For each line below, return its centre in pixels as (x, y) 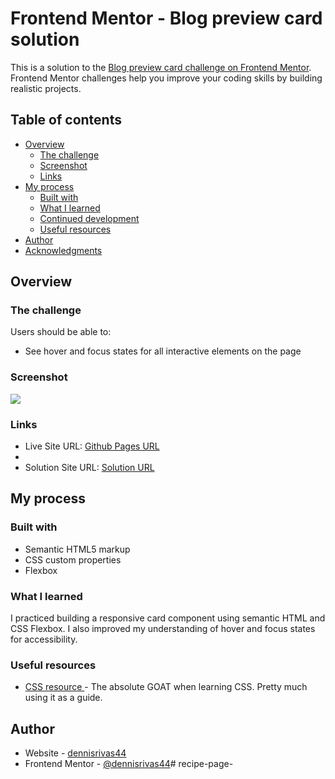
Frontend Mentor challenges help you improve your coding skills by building (166, 78)
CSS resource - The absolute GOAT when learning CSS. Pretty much (166, 687)
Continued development (89, 218)
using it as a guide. (63, 698)
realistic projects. (46, 88)
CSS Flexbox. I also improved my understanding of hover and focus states (163, 629)
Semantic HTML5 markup (77, 549)
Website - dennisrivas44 (75, 753)
